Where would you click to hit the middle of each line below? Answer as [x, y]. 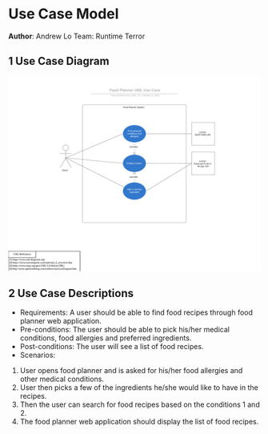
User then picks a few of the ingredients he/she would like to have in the [139, 388]
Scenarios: [38, 355]
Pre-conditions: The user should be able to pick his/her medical [125, 330]
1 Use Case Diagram [59, 61]
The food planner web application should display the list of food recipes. [139, 422]
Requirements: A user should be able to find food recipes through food [136, 312]
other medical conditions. [62, 379]
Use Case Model [64, 14]
